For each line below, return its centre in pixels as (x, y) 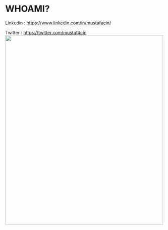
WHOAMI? (27, 9)
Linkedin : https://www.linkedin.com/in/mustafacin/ (58, 23)
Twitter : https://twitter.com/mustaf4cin (46, 32)
